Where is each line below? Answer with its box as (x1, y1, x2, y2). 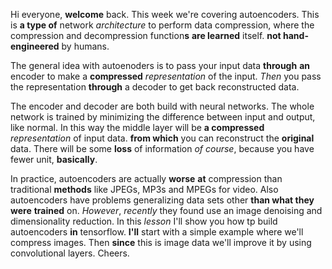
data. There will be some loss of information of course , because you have (10, 143, 315, 154)
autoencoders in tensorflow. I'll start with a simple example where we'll (10, 226, 304, 238)
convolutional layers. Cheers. (10, 247, 130, 259)
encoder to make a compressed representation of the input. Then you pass (10, 70, 322, 82)
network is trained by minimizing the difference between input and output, (10, 111, 316, 123)
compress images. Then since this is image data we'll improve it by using (10, 237, 312, 248)
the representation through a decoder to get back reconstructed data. (10, 81, 300, 93)
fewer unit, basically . (10, 154, 98, 165)
